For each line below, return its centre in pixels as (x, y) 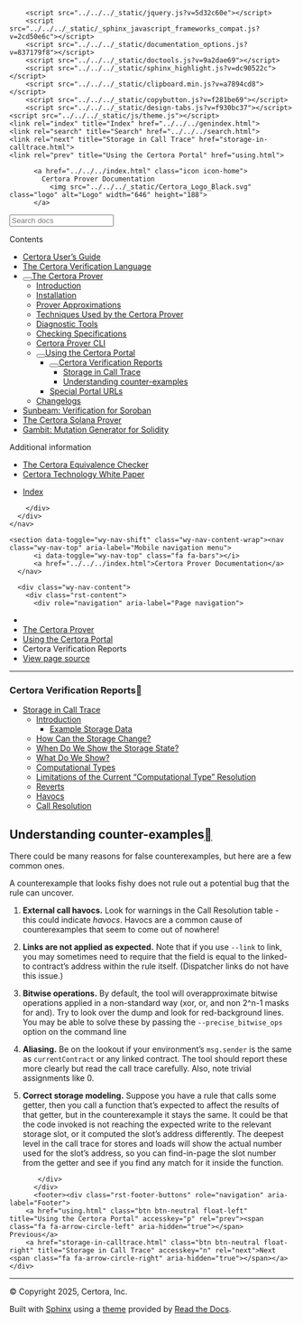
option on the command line (74, 1032)
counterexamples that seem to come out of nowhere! (121, 930)
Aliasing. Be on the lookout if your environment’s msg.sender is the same (157, 1049)
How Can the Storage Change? (93, 739)
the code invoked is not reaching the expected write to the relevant (147, 1124)
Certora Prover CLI (71, 343)
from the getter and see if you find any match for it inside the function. (153, 1163)
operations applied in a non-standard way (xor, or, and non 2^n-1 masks (156, 1003)
